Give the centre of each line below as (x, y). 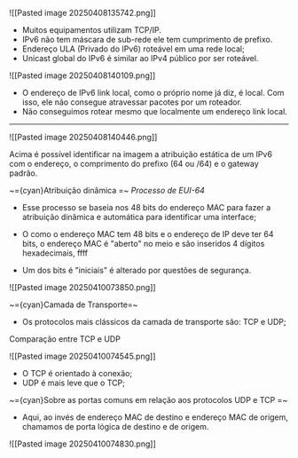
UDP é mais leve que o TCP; (74, 383)
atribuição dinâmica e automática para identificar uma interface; (139, 217)
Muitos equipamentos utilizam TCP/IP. (92, 30)
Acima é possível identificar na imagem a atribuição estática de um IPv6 (141, 154)
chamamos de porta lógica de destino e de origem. (115, 426)
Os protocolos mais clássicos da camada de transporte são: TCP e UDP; (154, 322)
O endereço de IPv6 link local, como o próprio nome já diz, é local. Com (153, 93)
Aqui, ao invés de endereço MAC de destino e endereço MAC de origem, (155, 417)
